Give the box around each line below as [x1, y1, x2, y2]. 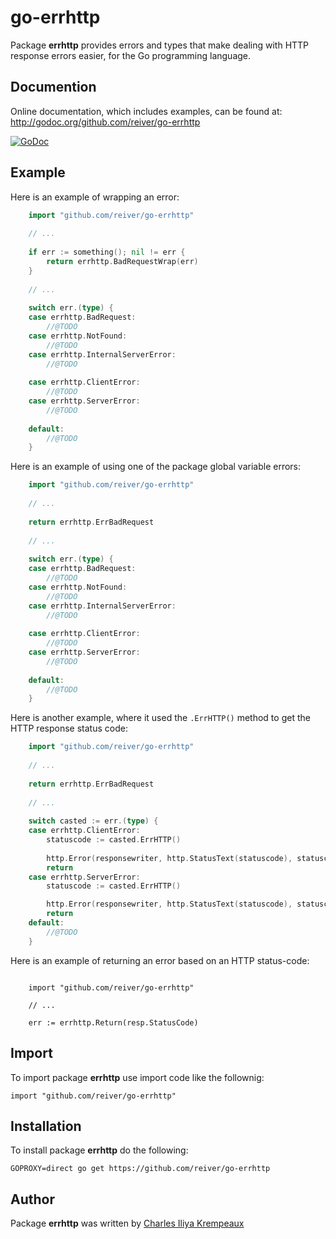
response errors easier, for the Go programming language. [10, 49, 252, 61]
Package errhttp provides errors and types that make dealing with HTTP [10, 39, 310, 51]
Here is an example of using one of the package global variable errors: [10, 461, 302, 473]
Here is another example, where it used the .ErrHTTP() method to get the [10, 712, 311, 724]
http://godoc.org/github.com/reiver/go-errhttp [10, 116, 201, 128]
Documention [10, 79, 97, 96]
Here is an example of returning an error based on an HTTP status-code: [10, 954, 310, 966]
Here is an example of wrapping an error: [10, 191, 180, 203]
